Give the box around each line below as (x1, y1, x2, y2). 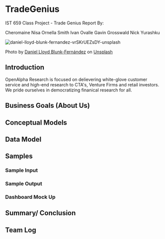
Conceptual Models (5, 118, 67, 127)
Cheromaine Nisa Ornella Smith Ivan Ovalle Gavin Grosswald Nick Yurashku (5, 29, 160, 35)
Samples (5, 152, 33, 160)
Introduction (5, 63, 45, 72)
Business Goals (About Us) (5, 101, 90, 110)
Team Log (5, 226, 36, 234)
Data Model (5, 135, 42, 144)
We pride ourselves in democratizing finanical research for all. (5, 87, 133, 93)
